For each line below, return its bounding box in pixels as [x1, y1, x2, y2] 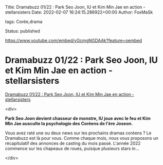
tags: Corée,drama [5, 19, 43, 24]
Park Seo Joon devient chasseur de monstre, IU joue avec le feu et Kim [5, 115, 151, 121]
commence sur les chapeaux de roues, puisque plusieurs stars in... [5, 146, 140, 151]
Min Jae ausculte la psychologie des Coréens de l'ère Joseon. [5, 120, 133, 126]
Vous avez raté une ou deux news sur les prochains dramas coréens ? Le [5, 130, 152, 136]
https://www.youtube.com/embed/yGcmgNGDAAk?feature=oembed [5, 37, 142, 43]
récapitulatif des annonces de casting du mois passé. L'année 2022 [5, 140, 141, 146]
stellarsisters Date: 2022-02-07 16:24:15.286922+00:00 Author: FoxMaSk [5, 9, 153, 15]
